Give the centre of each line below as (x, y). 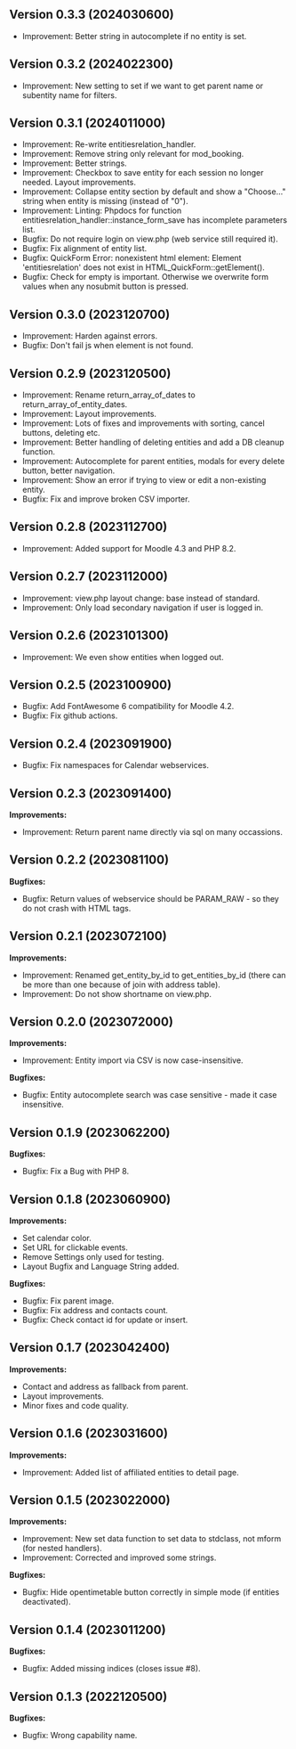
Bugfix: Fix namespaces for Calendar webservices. (115, 765)
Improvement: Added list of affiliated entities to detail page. (131, 1472)
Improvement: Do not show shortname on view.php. (116, 993)
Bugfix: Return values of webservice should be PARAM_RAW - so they (151, 898)
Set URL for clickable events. (75, 1247)
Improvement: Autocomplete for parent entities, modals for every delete (153, 462)
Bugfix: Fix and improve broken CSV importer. (106, 499)
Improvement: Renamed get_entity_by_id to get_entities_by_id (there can (154, 975)
